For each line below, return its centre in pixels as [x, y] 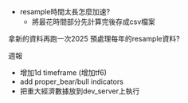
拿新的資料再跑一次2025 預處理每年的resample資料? [94, 39]
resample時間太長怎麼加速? [65, 12]
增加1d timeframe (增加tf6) [63, 73]
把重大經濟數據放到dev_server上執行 [80, 91]
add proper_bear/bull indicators [71, 81]
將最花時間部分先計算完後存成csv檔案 [93, 22]
